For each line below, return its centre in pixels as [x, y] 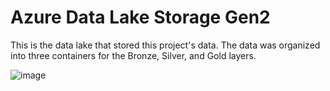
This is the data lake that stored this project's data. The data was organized [165, 45]
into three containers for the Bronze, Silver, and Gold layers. [133, 55]
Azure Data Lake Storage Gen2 [140, 17]
